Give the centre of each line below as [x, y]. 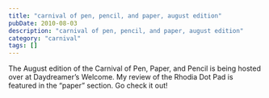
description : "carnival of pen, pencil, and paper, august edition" [126, 31]
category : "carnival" [45, 38]
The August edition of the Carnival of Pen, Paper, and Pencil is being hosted [134, 68]
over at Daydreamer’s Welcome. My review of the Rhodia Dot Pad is [121, 77]
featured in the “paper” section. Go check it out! [88, 86]
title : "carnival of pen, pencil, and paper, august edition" [115, 16]
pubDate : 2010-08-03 [43, 23]
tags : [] [23, 46]
